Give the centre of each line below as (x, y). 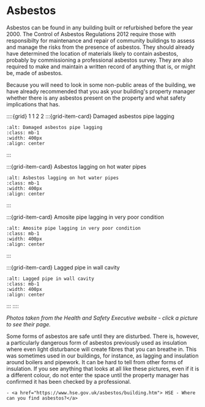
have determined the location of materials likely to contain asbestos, (92, 53)
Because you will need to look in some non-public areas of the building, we (101, 85)
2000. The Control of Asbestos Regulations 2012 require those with (91, 34)
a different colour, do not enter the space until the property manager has (98, 375)
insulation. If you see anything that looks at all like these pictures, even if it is (103, 369)
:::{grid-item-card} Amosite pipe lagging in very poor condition (85, 217)
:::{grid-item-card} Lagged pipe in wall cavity (63, 267)
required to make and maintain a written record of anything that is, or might (101, 66)
